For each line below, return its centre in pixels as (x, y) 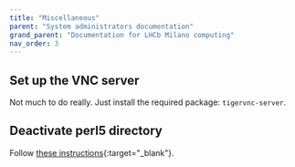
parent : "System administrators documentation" (102, 26)
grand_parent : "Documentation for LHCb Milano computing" (122, 35)
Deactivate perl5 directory (86, 131)
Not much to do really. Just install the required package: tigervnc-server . (148, 102)
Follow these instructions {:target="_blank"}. (92, 152)
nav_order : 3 (34, 43)
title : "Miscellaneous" (55, 18)
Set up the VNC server (74, 80)
